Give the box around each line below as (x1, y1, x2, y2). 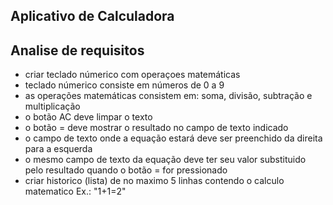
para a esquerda (24, 143, 93, 155)
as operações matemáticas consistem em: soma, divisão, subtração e (24, 90, 313, 102)
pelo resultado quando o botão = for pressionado (24, 164, 228, 176)
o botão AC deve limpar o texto (24, 111, 153, 123)
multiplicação (24, 100, 81, 113)
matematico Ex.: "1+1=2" (24, 185, 127, 198)
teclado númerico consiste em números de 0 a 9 (24, 79, 225, 91)
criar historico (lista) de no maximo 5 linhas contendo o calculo (24, 175, 285, 187)
